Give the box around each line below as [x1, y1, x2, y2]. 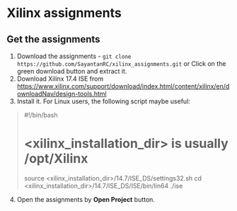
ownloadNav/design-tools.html [16, 90, 107, 98]
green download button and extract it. [16, 67, 127, 75]
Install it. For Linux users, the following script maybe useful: [16, 97, 190, 105]
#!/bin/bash [23, 111, 58, 119]
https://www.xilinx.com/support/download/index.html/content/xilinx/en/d [16, 82, 230, 90]
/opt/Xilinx [23, 151, 88, 167]
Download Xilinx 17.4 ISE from [16, 74, 104, 83]
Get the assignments [6, 33, 100, 45]
